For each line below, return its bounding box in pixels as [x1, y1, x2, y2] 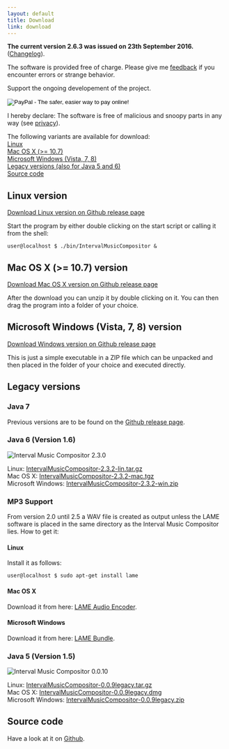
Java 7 [7, 402, 30, 411]
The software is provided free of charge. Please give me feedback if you [7, 63, 215, 72]
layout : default [7, 10, 54, 17]
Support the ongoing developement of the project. [7, 84, 152, 93]
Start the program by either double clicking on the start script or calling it [7, 222, 216, 230]
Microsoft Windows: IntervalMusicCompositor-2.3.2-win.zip [7, 479, 179, 487]
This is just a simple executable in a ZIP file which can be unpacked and [7, 353, 214, 361]
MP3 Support [7, 497, 54, 506]
